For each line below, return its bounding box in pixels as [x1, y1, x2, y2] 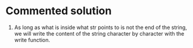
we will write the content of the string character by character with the [14, 30, 185, 37]
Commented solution [5, 4, 112, 18]
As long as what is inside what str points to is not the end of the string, [14, 24, 187, 31]
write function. [14, 36, 50, 43]
